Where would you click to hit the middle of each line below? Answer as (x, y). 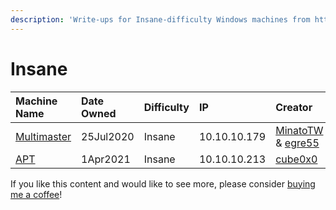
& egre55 (297, 143)
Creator (294, 107)
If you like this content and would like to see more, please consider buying (163, 183)
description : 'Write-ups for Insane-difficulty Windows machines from (160, 19)
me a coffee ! (36, 194)
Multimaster (43, 136)
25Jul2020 (108, 136)
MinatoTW (299, 130)
